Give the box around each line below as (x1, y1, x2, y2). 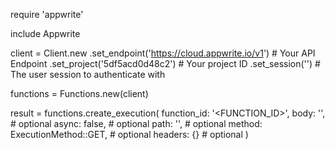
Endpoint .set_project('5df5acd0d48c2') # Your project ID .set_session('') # (10, 58, 321, 69)
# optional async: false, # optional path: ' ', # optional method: (10, 118, 263, 129)
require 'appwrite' (10, 9, 84, 20)
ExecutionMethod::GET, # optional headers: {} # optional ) (10, 129, 249, 140)
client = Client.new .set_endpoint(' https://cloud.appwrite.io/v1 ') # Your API (10, 47, 316, 59)
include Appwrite (10, 28, 81, 39)
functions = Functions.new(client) (10, 88, 149, 99)
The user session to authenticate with (10, 69, 166, 80)
